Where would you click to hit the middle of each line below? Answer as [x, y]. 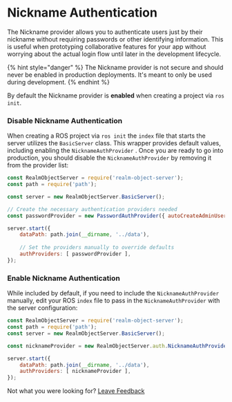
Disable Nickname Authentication [65, 120]
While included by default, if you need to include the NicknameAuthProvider [113, 293]
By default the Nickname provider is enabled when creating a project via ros [116, 95]
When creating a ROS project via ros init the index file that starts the [106, 136]
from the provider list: [38, 165]
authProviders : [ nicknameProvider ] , [75, 372]
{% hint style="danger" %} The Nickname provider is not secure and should [115, 67]
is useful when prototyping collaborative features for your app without [107, 46]
